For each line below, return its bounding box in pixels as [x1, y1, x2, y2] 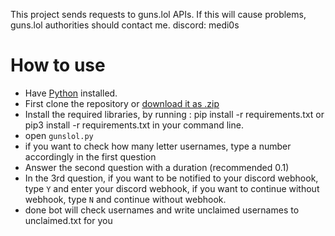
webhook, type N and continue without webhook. [24, 193, 227, 205]
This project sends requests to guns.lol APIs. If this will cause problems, [10, 9, 307, 20]
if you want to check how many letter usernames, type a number [24, 140, 292, 152]
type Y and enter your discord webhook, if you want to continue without [24, 182, 320, 194]
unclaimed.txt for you [24, 214, 113, 226]
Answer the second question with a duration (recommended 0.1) [24, 161, 290, 173]
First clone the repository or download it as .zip [24, 97, 220, 109]
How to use [10, 54, 106, 77]
